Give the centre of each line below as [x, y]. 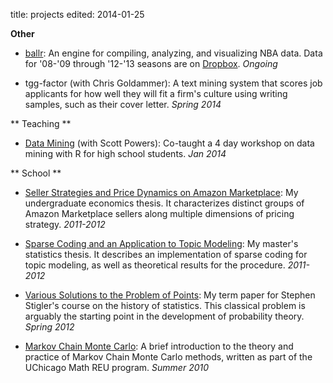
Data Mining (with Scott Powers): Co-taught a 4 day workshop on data [169, 143]
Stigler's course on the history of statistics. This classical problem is [165, 305]
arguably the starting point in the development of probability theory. [164, 316]
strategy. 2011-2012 [65, 224]
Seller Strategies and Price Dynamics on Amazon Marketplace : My [161, 192]
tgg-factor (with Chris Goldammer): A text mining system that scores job [173, 83]
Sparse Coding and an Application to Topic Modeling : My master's [161, 243]
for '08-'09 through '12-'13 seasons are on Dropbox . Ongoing [151, 63]
